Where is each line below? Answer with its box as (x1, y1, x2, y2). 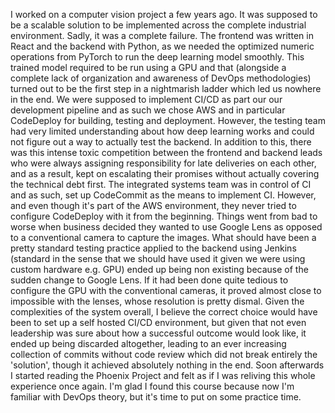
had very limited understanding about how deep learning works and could (10, 125, 315, 137)
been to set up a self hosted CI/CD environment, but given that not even (10, 317, 307, 328)
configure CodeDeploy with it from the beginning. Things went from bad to (10, 210, 318, 222)
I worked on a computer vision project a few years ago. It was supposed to (10, 9, 318, 20)
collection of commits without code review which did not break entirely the (10, 349, 318, 360)
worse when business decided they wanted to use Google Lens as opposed (10, 221, 323, 233)
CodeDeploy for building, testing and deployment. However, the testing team (10, 115, 326, 126)
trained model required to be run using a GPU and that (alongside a (10, 62, 287, 73)
